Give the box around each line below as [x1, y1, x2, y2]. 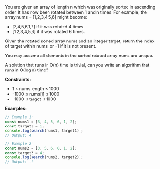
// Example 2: [5, 141, 34, 146]
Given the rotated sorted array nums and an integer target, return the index [5, 38, 155, 44]
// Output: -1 [5, 159, 34, 164]
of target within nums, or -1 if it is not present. [5, 43, 96, 49]
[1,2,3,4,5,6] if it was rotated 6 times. [12, 29, 85, 34]
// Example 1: [5, 115, 34, 120]
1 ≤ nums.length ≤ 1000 [12, 86, 59, 91]
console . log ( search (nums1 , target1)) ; [5, 128, 83, 133]
